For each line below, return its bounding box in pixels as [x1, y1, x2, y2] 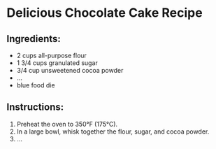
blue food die [16, 81, 55, 89]
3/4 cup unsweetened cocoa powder [16, 66, 124, 74]
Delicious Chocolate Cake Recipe [6, 5, 203, 21]
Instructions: [6, 101, 64, 113]
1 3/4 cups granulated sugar [16, 59, 99, 67]
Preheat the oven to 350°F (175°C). [16, 120, 118, 128]
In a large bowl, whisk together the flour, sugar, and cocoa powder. [16, 127, 210, 136]
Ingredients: [6, 33, 61, 45]
